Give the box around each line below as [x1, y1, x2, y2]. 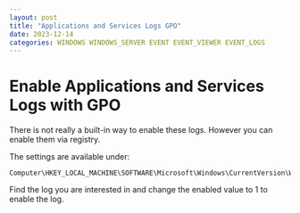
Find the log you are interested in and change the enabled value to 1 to [9, 184, 268, 195]
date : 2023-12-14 [9, 29, 74, 38]
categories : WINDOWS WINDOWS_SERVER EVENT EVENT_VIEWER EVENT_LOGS [9, 37, 266, 47]
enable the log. [9, 193, 64, 205]
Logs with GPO [9, 95, 121, 116]
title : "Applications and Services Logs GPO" [9, 21, 181, 30]
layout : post [9, 12, 58, 22]
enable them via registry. [9, 135, 101, 145]
